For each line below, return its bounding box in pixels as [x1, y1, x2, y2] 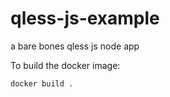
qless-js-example [10, 7, 160, 30]
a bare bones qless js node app [10, 40, 140, 52]
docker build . [10, 78, 74, 89]
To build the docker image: [10, 59, 121, 71]
